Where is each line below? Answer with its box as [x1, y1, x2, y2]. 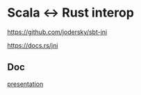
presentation [7, 80, 44, 88]
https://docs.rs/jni [7, 41, 58, 49]
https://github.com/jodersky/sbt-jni [7, 28, 108, 36]
